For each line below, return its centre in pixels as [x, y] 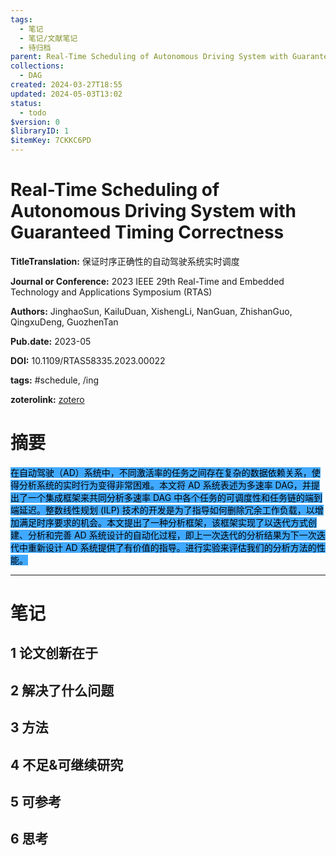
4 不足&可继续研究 [67, 764]
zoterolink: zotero [47, 399]
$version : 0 [35, 122]
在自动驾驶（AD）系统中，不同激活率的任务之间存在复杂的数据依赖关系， [161, 472]
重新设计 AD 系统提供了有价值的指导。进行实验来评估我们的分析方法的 [172, 547]
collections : [37, 66]
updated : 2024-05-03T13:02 [66, 94]
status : [26, 103]
